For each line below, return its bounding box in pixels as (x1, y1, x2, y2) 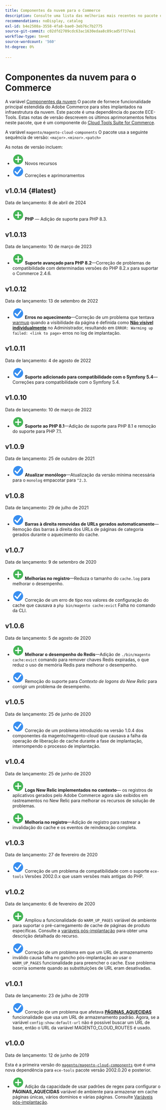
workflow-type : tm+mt (5, 34, 50, 39)
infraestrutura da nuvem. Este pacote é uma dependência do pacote (5, 109, 144, 115)
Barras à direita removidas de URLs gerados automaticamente (24, 521, 155, 527)
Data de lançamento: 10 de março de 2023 (5, 244, 92, 250)
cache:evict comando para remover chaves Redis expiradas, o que (12, 657, 149, 663)
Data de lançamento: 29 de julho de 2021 (5, 505, 89, 511)
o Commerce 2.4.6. (12, 270, 52, 276)
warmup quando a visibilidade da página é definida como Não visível (12, 319, 154, 325)
